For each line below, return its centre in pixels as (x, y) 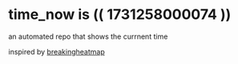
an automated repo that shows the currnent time (88, 36)
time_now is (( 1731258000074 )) (120, 15)
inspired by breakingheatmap (57, 51)
